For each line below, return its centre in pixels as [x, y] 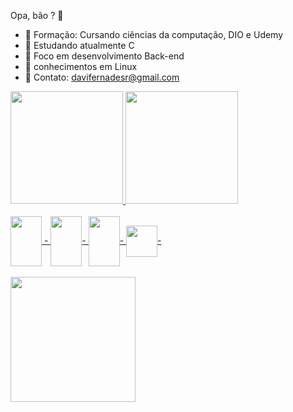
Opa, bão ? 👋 [37, 15]
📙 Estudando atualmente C [79, 45]
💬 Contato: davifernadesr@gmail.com [102, 77]
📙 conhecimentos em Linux [81, 66]
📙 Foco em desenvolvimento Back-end [104, 56]
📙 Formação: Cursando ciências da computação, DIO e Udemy [154, 34]
